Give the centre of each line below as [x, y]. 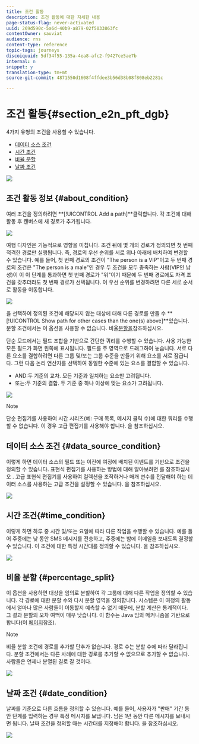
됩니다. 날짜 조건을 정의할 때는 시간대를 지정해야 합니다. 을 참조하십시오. [95, 724]
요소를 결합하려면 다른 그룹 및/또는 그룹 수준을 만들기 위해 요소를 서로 [92, 355]
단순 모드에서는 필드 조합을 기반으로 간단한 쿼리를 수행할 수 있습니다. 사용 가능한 [99, 341]
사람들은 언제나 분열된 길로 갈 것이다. [49, 661]
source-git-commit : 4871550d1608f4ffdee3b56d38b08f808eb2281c [85, 78]
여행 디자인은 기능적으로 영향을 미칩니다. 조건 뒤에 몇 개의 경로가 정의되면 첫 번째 [99, 245]
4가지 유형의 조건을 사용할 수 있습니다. [50, 132]
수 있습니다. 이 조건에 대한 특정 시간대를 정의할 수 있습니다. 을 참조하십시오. [93, 546]
